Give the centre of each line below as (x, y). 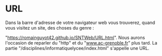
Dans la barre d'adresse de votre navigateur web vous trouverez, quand (80, 22)
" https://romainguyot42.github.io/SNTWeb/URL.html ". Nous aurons (75, 37)
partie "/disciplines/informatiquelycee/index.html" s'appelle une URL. (77, 48)
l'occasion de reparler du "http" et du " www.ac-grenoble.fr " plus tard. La (82, 42)
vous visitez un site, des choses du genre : (50, 27)
